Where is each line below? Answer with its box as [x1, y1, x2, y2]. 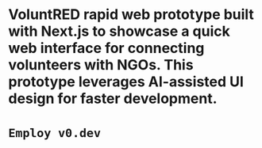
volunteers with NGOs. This [8, 56, 194, 74]
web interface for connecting [8, 40, 205, 57]
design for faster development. [8, 89, 218, 108]
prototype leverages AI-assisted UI [8, 73, 245, 91]
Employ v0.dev [8, 126, 102, 141]
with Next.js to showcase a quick [8, 22, 230, 40]
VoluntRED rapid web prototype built [8, 6, 254, 24]
